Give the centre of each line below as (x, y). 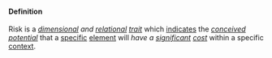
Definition (26, 11)
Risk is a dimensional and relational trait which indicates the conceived (127, 29)
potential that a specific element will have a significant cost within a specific (136, 38)
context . (22, 46)
